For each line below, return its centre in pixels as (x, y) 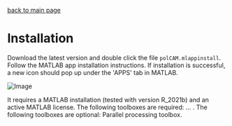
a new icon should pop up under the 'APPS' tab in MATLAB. (93, 72)
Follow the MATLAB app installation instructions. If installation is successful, (116, 65)
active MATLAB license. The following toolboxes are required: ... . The (107, 107)
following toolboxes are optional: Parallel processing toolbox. (95, 114)
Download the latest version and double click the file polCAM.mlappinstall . (114, 57)
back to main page (34, 10)
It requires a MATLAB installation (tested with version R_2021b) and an (108, 99)
